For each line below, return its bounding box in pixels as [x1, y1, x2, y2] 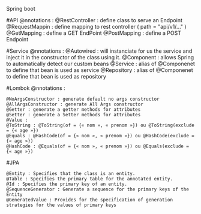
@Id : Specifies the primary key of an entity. [6, 181, 128, 187]
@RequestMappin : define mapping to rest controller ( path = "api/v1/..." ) [6, 23, 187, 30]
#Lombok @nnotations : [6, 85, 65, 92]
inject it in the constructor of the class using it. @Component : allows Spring [6, 54, 194, 61]
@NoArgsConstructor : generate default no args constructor [6, 96, 160, 102]
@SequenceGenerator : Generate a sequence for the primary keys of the [6, 186, 189, 192]
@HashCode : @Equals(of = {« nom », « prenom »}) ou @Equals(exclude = [6, 143, 189, 149]
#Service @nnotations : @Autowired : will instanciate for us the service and [6, 47, 193, 55]
